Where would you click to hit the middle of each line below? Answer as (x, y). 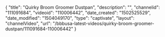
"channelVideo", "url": (29, 23)
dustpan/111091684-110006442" (39, 29)
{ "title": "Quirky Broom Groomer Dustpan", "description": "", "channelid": (83, 7)
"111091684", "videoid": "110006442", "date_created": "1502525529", (78, 13)
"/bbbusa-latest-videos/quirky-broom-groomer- (104, 23)
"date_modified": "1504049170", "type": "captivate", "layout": (70, 18)
